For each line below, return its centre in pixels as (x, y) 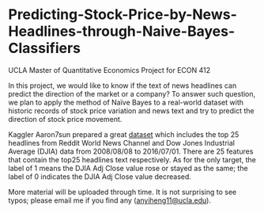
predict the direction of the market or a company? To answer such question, (132, 93)
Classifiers (45, 48)
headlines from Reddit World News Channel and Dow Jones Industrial (122, 143)
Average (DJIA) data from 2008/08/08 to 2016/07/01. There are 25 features (131, 151)
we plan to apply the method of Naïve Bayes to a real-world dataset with (126, 102)
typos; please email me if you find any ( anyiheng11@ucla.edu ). (110, 200)
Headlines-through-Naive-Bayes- (122, 31)
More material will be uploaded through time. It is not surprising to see (123, 192)
